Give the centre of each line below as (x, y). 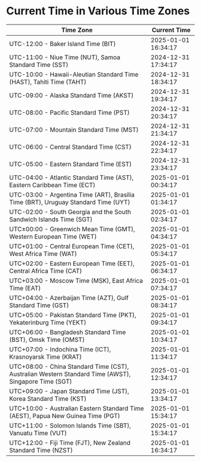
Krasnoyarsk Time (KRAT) (45, 357)
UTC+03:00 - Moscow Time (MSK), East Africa (76, 280)
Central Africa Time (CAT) (46, 271)
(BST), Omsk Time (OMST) (47, 339)
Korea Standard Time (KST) (48, 399)
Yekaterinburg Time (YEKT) (48, 322)
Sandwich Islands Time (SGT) (51, 219)
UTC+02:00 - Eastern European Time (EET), (72, 263)
